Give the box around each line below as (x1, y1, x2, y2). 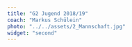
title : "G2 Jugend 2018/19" (7, 10, 89, 17)
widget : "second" (7, 29, 58, 37)
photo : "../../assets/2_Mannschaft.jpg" (7, 23, 126, 30)
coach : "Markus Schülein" (7, 17, 82, 23)
